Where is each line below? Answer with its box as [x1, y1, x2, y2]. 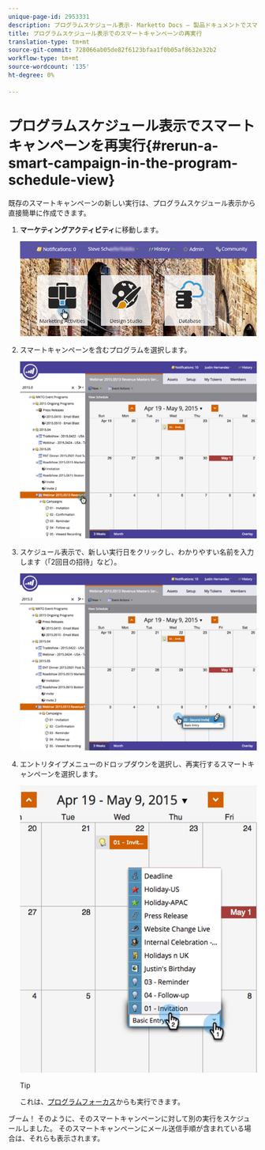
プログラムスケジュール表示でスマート [8, 117, 256, 134]
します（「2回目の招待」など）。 [19, 557, 121, 566]
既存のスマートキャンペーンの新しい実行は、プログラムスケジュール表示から [8, 198, 256, 207]
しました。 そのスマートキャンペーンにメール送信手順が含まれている [21, 1124, 244, 1133]
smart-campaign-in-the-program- [8, 154, 238, 172]
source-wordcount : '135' [8, 63, 90, 71]
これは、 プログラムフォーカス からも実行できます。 [19, 1097, 185, 1106]
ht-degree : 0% [8, 71, 55, 79]
